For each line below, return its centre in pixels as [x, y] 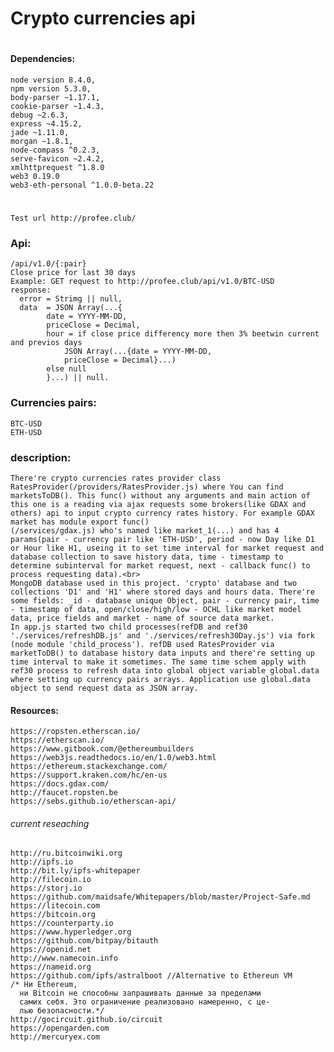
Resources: [34, 710]
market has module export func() [80, 522]
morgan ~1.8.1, [42, 141]
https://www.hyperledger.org [71, 932]
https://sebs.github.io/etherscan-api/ [93, 802]
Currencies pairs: [53, 403]
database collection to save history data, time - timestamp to [147, 557]
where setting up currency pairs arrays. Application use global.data [160, 680]
